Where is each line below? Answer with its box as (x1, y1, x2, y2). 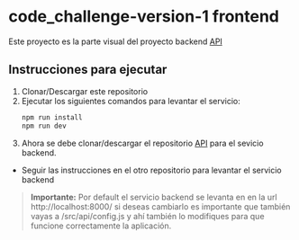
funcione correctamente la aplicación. (30, 220, 172, 231)
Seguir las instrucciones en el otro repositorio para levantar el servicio (21, 164, 282, 175)
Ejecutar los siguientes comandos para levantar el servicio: (21, 95, 240, 106)
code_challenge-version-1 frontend (8, 6, 280, 27)
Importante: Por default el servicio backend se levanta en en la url (30, 191, 277, 202)
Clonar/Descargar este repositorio (21, 85, 149, 96)
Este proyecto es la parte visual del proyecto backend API (8, 36, 222, 47)
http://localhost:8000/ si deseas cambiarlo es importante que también (30, 200, 291, 212)
